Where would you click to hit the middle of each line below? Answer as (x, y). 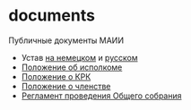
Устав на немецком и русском (79, 57)
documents (52, 16)
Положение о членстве (66, 86)
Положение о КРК (56, 76)
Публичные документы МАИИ (66, 40)
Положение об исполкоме (72, 67)
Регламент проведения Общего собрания (101, 96)
